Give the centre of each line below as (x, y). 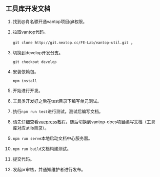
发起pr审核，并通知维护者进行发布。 (49, 169)
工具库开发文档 (28, 9)
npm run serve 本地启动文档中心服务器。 (52, 138)
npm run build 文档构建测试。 (42, 149)
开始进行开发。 (28, 90)
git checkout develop (34, 62)
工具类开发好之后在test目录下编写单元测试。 (57, 101)
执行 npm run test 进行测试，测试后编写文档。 (58, 111)
